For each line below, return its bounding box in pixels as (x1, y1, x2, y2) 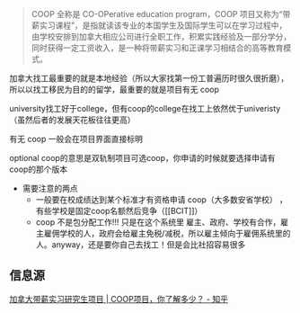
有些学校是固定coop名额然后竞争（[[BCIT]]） (35, 206, 203, 216)
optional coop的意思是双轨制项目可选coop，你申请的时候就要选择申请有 (9, 153, 276, 163)
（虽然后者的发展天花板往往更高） (9, 114, 136, 125)
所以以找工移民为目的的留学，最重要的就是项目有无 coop (9, 85, 220, 94)
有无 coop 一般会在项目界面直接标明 (9, 134, 144, 144)
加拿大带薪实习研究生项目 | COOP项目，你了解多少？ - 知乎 (9, 293, 229, 304)
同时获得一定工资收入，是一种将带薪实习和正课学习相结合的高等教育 (31, 42, 284, 53)
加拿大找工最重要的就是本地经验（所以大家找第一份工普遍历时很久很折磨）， (9, 73, 289, 84)
